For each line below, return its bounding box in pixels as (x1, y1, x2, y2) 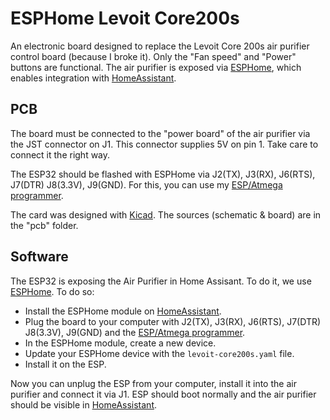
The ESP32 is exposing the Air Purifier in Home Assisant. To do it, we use (10, 275, 312, 287)
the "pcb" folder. (10, 219, 79, 231)
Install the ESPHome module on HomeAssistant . (24, 305, 222, 317)
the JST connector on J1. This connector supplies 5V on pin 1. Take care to (10, 138, 319, 150)
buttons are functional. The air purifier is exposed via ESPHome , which (10, 61, 302, 73)
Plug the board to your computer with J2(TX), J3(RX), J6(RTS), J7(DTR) (24, 315, 322, 327)
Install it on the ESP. (24, 358, 107, 370)
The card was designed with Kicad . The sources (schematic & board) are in (10, 208, 322, 221)
